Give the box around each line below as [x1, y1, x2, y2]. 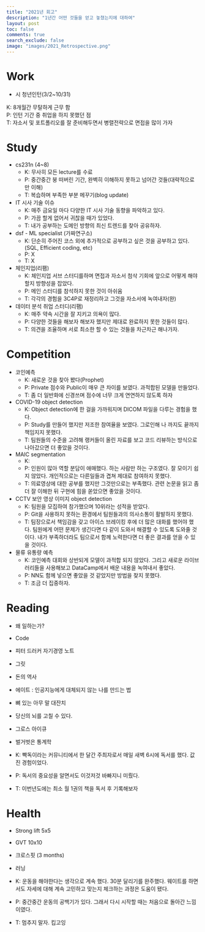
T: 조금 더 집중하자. [24, 579, 70, 587]
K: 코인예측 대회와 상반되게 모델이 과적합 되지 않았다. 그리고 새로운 [24, 556, 184, 563]
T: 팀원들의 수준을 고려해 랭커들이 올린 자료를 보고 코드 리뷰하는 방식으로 [24, 436, 198, 443]
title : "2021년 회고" [6, 9, 58, 15]
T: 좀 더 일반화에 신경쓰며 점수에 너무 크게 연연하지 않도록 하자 [24, 391, 173, 399]
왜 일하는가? [15, 622, 45, 629]
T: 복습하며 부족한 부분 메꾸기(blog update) [24, 191, 129, 198]
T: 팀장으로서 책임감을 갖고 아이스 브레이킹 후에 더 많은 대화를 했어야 [24, 518, 188, 525]
